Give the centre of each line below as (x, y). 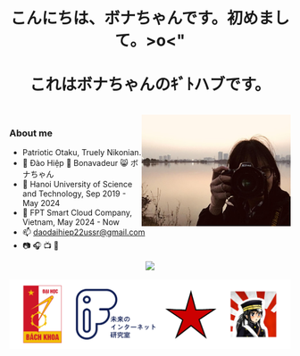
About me (31, 133)
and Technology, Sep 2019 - (74, 194)
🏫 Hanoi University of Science (77, 185)
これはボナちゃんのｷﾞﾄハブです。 (150, 85)
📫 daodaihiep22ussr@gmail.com (83, 232)
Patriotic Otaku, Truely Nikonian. (82, 153)
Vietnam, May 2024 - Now (71, 222)
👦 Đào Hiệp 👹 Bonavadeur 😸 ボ (80, 163)
